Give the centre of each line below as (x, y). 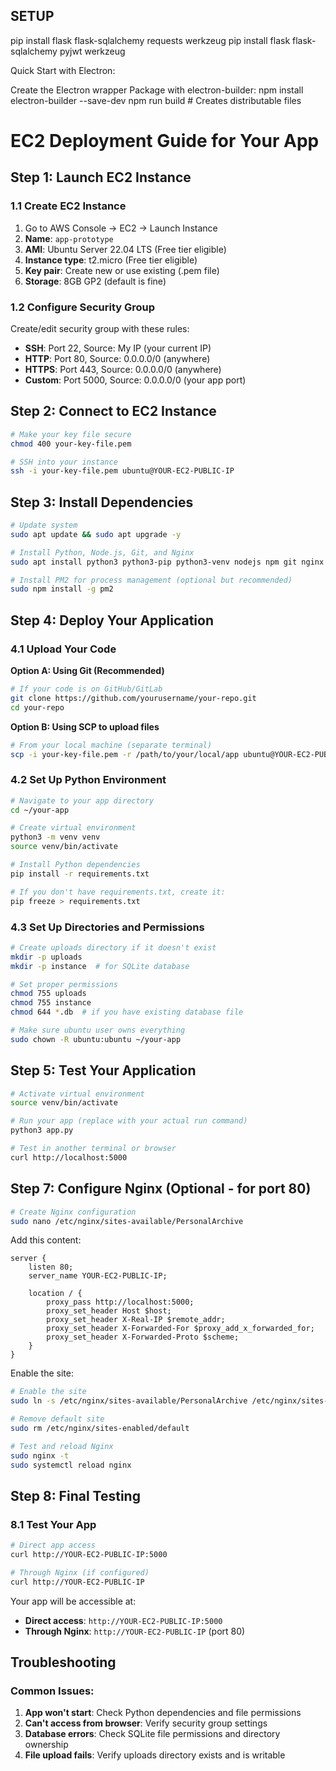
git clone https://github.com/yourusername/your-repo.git (133, 698)
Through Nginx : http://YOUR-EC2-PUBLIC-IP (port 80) (135, 1631)
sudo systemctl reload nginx (71, 1465)
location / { (55, 1294)
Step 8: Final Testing (75, 1495)
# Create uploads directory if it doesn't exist (113, 947)
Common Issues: (52, 1691)
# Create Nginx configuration (73, 1212)
